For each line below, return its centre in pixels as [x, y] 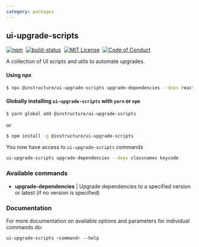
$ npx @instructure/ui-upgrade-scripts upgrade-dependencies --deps [92, 88]
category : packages [30, 12]
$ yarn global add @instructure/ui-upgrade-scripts [71, 113]
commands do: [24, 227]
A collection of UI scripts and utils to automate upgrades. [76, 61]
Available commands [37, 173]
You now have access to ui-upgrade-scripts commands [75, 147]
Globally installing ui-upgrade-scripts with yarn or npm [73, 101]
